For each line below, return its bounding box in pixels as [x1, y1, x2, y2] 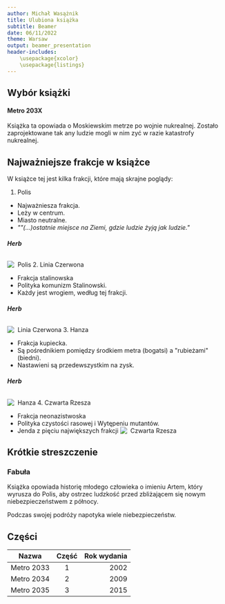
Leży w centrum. [17, 208, 66, 217]
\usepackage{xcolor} [19, 55, 79, 62]
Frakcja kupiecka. [17, 339, 68, 347]
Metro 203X [7, 106, 43, 115]
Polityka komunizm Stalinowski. [17, 281, 107, 290]
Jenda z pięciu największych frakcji [17, 426, 119, 435]
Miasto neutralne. [17, 216, 68, 224]
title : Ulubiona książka [7, 17, 79, 23]
